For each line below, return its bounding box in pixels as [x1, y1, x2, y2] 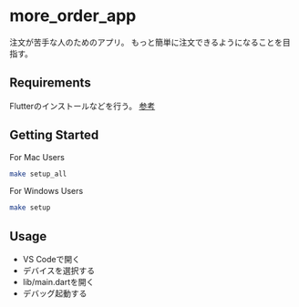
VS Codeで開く [22, 254, 80, 265]
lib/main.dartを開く [22, 277, 95, 288]
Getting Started [9, 128, 99, 143]
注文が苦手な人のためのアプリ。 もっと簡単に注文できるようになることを [9, 36, 284, 47]
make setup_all [9, 169, 67, 179]
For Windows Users [9, 186, 84, 197]
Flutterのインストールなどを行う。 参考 [9, 100, 156, 111]
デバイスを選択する [22, 265, 96, 276]
